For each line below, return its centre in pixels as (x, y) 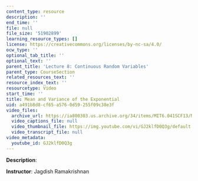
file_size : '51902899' (34, 34)
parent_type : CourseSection (41, 72)
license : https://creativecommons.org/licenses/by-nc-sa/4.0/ (84, 45)
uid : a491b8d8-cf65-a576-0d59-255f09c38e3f (60, 105)
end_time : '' (22, 22)
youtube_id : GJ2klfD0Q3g (42, 143)
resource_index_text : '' (37, 83)
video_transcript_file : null (47, 132)
